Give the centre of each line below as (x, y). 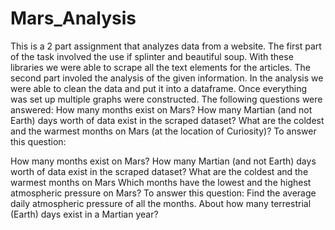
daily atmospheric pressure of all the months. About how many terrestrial (161, 203)
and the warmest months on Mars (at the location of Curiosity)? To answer (163, 131)
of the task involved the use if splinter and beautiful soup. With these (152, 56)
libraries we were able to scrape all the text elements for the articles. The (160, 67)
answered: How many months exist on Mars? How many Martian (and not (161, 109)
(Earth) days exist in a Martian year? (84, 214)
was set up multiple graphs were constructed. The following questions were (166, 99)
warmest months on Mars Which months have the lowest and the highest (161, 182)
